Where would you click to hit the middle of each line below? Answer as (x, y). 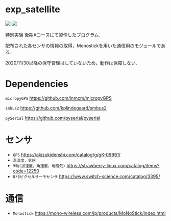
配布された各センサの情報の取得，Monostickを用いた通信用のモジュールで (83, 46)
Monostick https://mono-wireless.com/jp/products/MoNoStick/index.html (89, 213)
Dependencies (37, 84)
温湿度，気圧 (24, 160)
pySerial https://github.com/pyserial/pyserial (53, 118)
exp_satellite (33, 9)
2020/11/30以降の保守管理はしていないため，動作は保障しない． (73, 63)
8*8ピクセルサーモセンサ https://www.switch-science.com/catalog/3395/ (86, 176)
